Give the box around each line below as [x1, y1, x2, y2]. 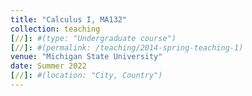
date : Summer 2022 [10, 61, 87, 71]
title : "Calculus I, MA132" [10, 14, 128, 25]
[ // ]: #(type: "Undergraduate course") [10, 33, 177, 43]
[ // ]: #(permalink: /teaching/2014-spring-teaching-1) [10, 42, 244, 53]
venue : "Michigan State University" [10, 52, 163, 62]
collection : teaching [10, 24, 101, 34]
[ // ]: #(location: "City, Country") [10, 71, 163, 81]
